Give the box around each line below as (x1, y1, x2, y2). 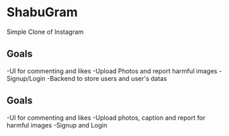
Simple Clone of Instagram (6, 27, 84, 36)
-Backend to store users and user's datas (47, 74, 167, 82)
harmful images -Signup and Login (6, 120, 107, 129)
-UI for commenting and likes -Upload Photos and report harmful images (6, 66, 218, 75)
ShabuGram (6, 4, 78, 20)
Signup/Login (6, 74, 46, 82)
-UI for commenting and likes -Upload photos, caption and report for (6, 113, 206, 122)
